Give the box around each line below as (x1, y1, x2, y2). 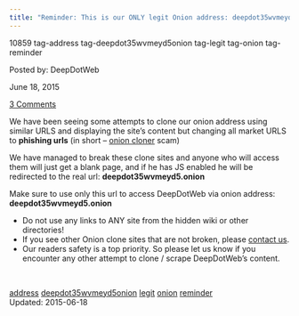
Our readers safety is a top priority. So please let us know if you (21, 243, 256, 254)
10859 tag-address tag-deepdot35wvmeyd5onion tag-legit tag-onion (9, 37, 264, 48)
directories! (21, 224, 65, 235)
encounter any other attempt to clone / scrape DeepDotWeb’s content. (21, 253, 280, 263)
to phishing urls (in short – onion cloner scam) (9, 134, 181, 145)
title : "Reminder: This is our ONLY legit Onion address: (9, 12, 229, 22)
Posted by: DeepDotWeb (9, 64, 100, 75)
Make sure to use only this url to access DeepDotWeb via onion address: (9, 188, 276, 199)
